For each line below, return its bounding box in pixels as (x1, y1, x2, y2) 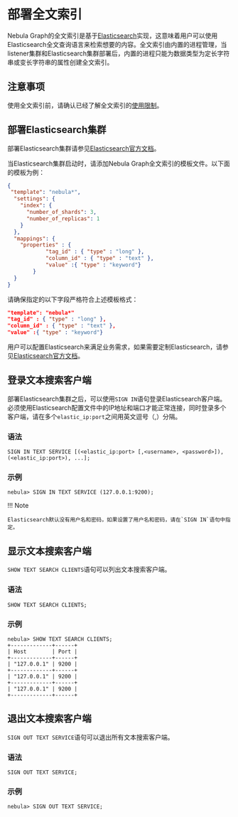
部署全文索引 (7, 6, 83, 23)
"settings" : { (13, 195, 55, 202)
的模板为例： (7, 168, 45, 176)
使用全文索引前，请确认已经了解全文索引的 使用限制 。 (7, 101, 163, 109)
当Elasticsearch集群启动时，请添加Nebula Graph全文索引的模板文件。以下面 (7, 159, 231, 168)
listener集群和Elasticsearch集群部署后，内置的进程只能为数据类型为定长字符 (7, 49, 230, 58)
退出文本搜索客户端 (7, 713, 92, 725)
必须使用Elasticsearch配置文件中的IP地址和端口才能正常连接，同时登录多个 (7, 403, 227, 412)
